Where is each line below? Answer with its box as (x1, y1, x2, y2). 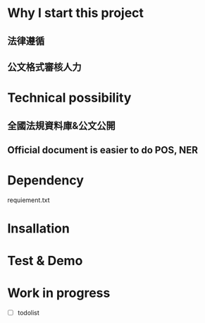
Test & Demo (7, 253, 83, 269)
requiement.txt (7, 196, 50, 204)
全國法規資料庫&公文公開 (7, 119, 116, 131)
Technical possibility (7, 90, 132, 106)
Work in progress (7, 285, 111, 301)
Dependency (7, 172, 85, 189)
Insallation (7, 221, 70, 237)
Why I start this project (7, 5, 144, 21)
